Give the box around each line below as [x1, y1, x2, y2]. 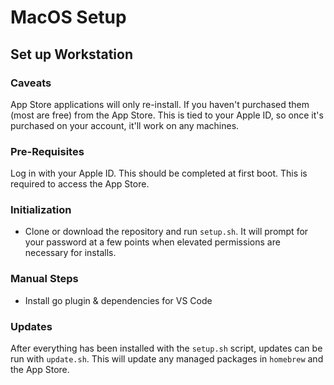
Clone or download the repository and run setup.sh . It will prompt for [24, 226, 309, 238]
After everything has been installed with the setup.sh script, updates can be [10, 342, 323, 355]
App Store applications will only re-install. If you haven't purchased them [10, 98, 310, 110]
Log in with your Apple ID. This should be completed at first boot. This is [10, 167, 308, 180]
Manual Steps [10, 272, 79, 286]
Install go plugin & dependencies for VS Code [24, 294, 213, 306]
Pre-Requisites [10, 144, 85, 158]
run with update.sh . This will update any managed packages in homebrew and [10, 353, 324, 365]
